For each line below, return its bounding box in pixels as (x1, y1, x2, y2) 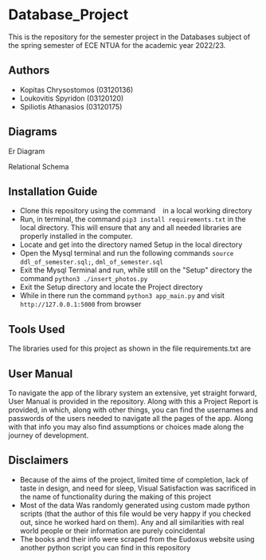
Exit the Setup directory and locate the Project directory (19, 282, 203, 292)
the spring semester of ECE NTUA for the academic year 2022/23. (8, 40, 226, 50)
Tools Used (8, 322, 65, 336)
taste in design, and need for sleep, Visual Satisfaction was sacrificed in (19, 483, 256, 493)
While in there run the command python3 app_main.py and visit (19, 291, 225, 300)
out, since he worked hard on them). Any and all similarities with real (19, 517, 244, 526)
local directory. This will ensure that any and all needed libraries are (19, 223, 242, 232)
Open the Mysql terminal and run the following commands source (19, 248, 234, 258)
